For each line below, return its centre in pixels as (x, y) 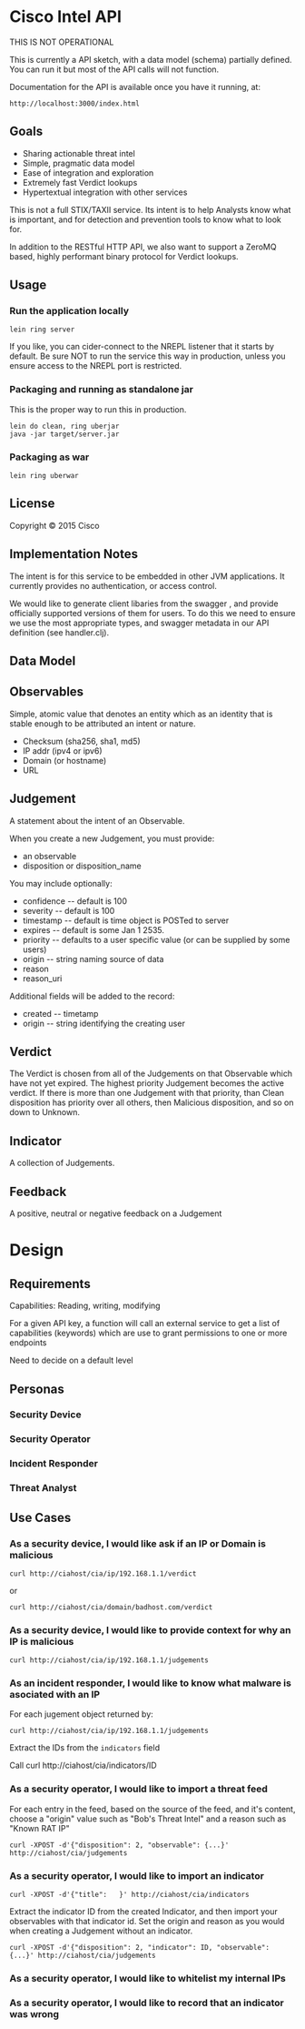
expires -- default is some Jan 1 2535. (93, 929)
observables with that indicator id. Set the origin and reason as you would (147, 1922)
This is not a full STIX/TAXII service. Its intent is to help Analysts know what (150, 209)
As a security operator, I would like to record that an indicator (147, 2003)
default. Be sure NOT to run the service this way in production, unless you (148, 356)
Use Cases (40, 1517)
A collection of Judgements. (62, 1163)
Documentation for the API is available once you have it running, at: (135, 86)
